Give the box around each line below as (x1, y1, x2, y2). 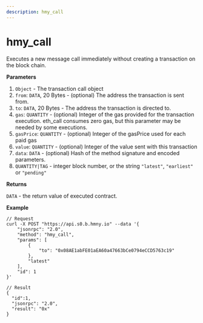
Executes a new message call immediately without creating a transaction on (6, 55, 196, 62)
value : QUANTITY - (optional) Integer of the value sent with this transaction (15, 143, 198, 150)
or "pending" (15, 168, 47, 176)
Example (6, 204, 29, 211)
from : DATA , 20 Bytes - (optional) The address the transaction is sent (15, 92, 184, 99)
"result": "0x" (12, 305, 50, 312)
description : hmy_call (6, 8, 64, 15)
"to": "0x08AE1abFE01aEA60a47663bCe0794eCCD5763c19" (38, 247, 175, 253)
